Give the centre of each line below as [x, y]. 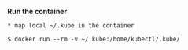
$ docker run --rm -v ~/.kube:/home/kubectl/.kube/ [94, 39]
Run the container [37, 11]
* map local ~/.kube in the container [71, 26]
